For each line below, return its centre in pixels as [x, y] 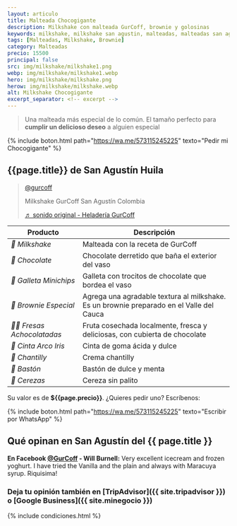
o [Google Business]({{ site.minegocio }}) [80, 501]
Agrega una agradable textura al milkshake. [154, 296]
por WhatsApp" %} [35, 419]
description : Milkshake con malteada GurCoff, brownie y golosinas [109, 27]
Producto [43, 232]
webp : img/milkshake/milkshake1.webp [63, 73]
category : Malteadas [38, 47]
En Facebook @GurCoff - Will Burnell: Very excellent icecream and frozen [116, 458]
